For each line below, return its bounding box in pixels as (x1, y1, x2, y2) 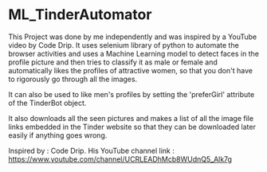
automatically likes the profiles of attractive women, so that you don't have (8, 65, 253, 75)
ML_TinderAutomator (8, 6, 152, 24)
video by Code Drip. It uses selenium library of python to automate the (8, 40, 239, 49)
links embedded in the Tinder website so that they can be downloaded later (8, 122, 257, 131)
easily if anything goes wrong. (8, 130, 108, 140)
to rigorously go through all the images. (8, 74, 138, 84)
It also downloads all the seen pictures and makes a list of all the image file (8, 113, 253, 123)
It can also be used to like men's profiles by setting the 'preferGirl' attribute (8, 89, 255, 99)
